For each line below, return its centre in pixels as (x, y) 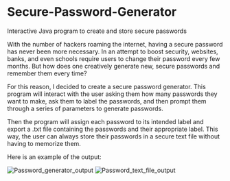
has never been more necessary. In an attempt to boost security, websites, (113, 51)
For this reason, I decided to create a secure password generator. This (106, 86)
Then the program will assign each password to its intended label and (105, 121)
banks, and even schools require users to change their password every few (114, 58)
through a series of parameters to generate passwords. (85, 108)
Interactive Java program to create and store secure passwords (97, 31)
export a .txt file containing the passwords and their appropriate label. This (113, 129)
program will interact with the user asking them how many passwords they (112, 94)
